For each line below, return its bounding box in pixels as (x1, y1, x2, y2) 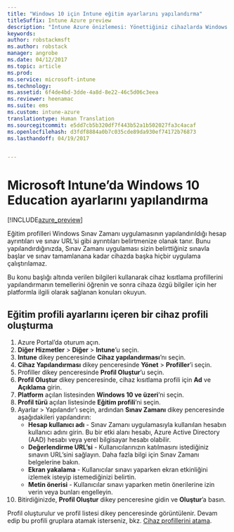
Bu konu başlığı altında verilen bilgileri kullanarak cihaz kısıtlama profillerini (7, 273, 223, 282)
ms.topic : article (7, 63, 61, 70)
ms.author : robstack (7, 43, 68, 50)
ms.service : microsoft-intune (7, 75, 96, 83)
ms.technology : (7, 82, 52, 89)
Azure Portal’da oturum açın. (17, 338, 100, 346)
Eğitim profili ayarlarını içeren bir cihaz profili (7, 308, 209, 321)
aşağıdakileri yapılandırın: (17, 413, 91, 421)
